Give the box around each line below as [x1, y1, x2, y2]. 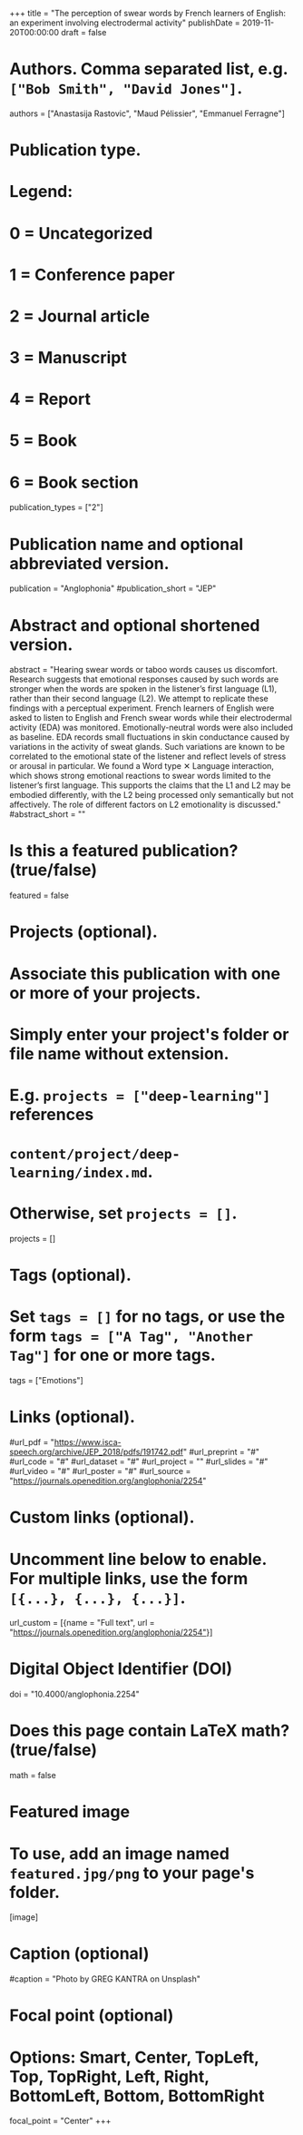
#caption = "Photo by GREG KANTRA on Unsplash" [9, 1973, 201, 1984]
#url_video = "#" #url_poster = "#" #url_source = [9, 1466, 191, 1477]
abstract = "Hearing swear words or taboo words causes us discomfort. [9, 664, 279, 675]
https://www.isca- [54, 1437, 122, 1448]
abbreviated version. [9, 553, 170, 574]
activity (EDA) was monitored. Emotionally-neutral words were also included [9, 722, 293, 733]
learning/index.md [9, 1165, 148, 1182]
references [9, 1104, 94, 1125]
